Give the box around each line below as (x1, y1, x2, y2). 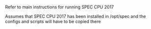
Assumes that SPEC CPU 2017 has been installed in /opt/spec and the (5, 14, 146, 19)
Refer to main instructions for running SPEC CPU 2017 (5, 4, 114, 10)
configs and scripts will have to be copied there (5, 19, 101, 24)
